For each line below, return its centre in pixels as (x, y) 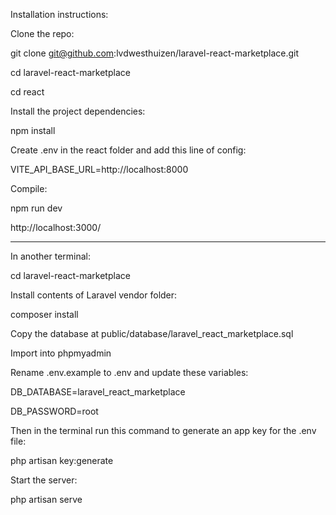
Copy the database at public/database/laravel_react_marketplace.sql (152, 333)
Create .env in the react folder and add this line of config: (128, 150)
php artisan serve (46, 499)
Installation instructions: (59, 14)
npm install (33, 130)
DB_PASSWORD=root (54, 411)
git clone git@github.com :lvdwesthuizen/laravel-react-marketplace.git (155, 53)
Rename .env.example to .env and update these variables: (129, 372)
